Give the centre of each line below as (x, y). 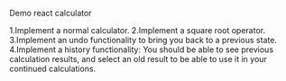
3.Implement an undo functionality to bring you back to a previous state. (143, 40)
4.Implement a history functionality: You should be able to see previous (141, 49)
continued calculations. (53, 68)
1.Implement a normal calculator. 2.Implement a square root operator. (138, 30)
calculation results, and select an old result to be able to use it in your (138, 59)
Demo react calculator (51, 13)
